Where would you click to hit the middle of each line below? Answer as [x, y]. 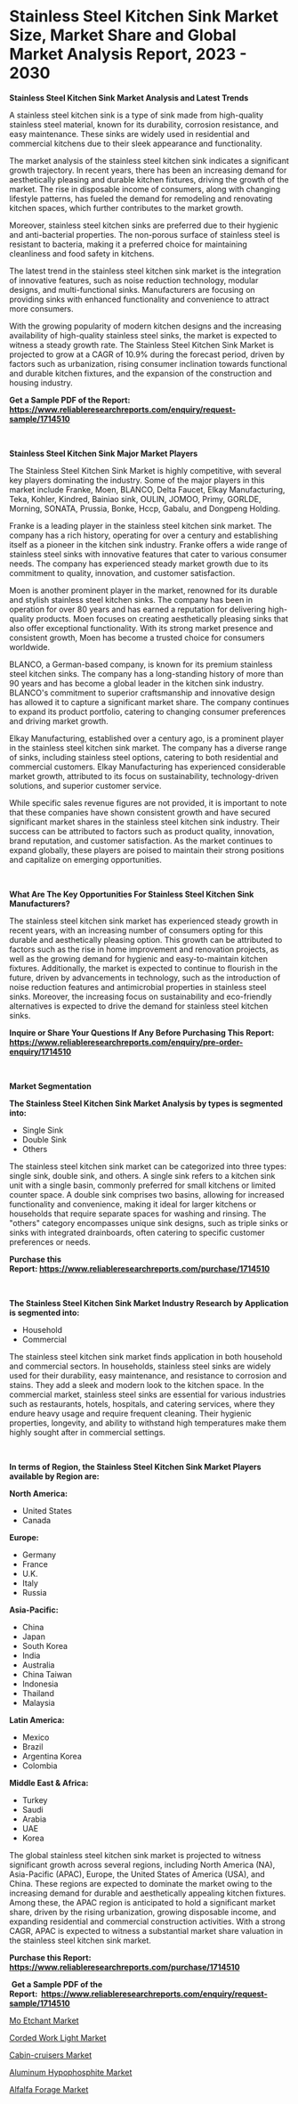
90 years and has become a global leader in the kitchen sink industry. [137, 683]
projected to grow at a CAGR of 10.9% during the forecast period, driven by [147, 354]
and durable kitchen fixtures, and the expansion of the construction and [141, 373]
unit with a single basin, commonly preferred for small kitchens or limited [142, 1185]
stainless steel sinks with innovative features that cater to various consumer [148, 554]
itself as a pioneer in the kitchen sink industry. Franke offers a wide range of [148, 544]
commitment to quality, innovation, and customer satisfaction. [122, 573]
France [35, 1564]
